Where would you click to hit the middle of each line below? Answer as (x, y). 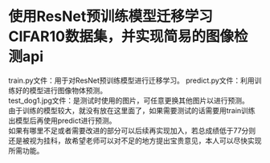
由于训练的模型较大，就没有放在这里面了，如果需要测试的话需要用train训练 (132, 110)
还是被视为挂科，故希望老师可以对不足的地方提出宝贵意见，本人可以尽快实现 (135, 141)
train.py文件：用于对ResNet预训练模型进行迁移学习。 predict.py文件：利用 (131, 80)
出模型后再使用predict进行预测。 (62, 120)
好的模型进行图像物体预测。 (61, 90)
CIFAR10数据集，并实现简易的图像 (121, 37)
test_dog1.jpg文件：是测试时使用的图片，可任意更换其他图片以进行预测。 (129, 100)
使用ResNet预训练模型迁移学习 (110, 16)
